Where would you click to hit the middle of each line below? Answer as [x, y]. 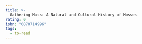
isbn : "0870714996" [26, 24]
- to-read [20, 33]
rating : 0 [16, 19]
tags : [11, 29]
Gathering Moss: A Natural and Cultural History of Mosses [74, 15]
